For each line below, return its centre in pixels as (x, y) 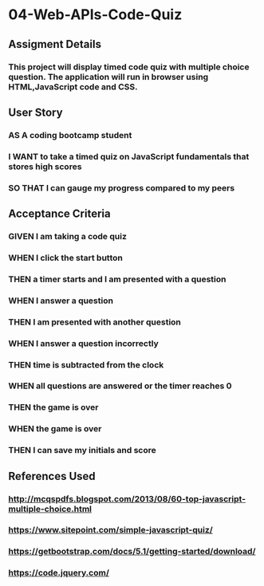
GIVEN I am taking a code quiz (68, 236)
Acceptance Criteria (59, 214)
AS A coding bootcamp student (70, 135)
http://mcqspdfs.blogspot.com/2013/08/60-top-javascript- (127, 498)
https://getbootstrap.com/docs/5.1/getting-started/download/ (132, 552)
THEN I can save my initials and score (83, 450)
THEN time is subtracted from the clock (86, 364)
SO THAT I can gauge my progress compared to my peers (122, 187)
